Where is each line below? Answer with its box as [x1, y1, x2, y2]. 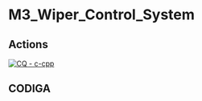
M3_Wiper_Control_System [8, 6, 196, 24]
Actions [8, 38, 48, 51]
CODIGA [8, 82, 51, 95]
